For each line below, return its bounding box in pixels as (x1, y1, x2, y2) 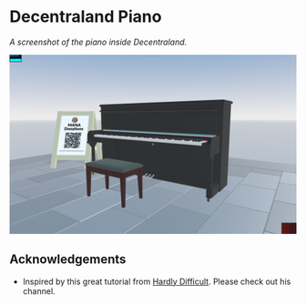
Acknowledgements (9, 252, 127, 268)
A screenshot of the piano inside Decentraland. (9, 36, 188, 47)
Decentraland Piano (9, 6, 162, 27)
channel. (22, 285, 56, 297)
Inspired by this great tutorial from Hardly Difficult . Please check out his (22, 276, 291, 287)
